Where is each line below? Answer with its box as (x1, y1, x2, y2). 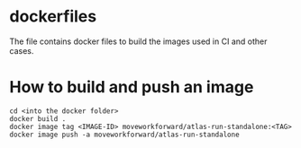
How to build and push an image (9, 77, 254, 98)
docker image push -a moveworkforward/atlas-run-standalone (9, 130, 241, 139)
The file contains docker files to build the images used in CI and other (9, 36, 268, 47)
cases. (9, 45, 34, 56)
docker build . (9, 114, 67, 123)
